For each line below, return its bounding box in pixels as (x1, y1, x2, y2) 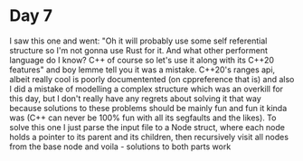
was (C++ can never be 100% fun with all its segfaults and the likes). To (9, 112, 277, 123)
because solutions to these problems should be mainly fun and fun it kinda (9, 102, 288, 113)
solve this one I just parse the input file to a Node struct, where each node (9, 121, 285, 132)
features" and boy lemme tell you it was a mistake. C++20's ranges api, (9, 64, 276, 75)
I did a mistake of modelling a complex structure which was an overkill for (9, 83, 283, 94)
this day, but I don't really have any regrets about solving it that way (9, 92, 262, 104)
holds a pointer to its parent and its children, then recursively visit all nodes (9, 131, 289, 142)
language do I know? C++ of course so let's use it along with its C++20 (9, 54, 274, 65)
